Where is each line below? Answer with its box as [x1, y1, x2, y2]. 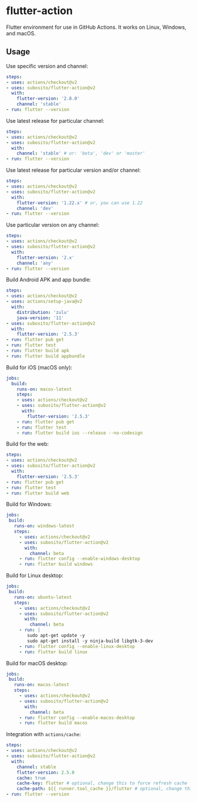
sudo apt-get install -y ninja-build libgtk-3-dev [27, 638, 154, 644]
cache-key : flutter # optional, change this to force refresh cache [16, 780, 188, 786]
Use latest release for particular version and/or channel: [6, 166, 141, 174]
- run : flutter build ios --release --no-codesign [16, 430, 143, 436]
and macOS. [6, 29, 36, 36]
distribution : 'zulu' [16, 309, 69, 315]
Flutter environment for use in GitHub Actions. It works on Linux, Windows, [6, 24, 186, 31]
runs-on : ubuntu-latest [13, 594, 72, 600]
